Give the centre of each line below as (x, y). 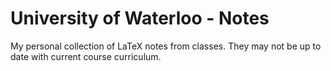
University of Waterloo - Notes (140, 18)
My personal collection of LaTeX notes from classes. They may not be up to (166, 46)
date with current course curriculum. (86, 56)
